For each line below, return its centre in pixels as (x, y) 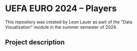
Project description (35, 42)
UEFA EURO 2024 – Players (61, 8)
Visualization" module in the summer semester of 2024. (61, 27)
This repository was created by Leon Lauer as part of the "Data (69, 22)
